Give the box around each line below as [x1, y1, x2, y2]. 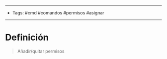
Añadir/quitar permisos [17, 48, 65, 54]
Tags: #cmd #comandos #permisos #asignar [12, 10, 104, 15]
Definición [5, 32, 49, 43]
